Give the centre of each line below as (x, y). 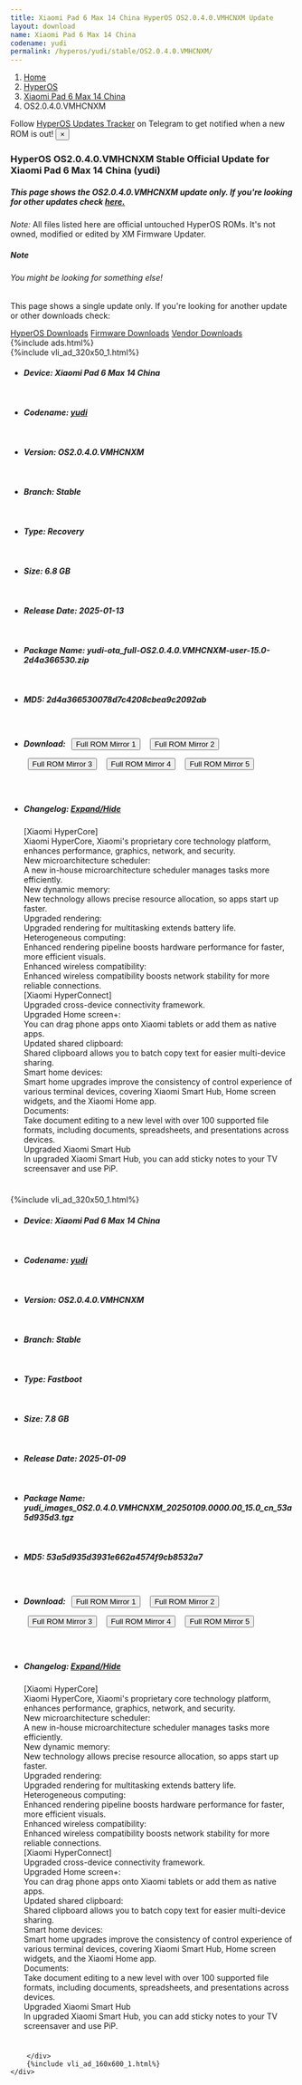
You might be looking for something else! (87, 277)
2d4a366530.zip (56, 660)
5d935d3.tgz (49, 1517)
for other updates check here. (68, 201)
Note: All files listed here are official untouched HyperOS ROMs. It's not (143, 225)
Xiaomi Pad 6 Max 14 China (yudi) (85, 170)
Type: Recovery (54, 532)
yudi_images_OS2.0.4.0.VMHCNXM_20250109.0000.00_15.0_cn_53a (158, 1507)
